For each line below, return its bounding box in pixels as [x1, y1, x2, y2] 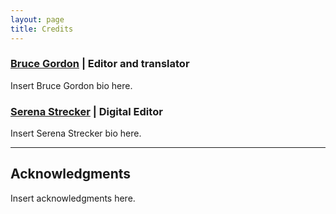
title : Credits [10, 24, 74, 34]
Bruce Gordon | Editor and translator [10, 57, 190, 71]
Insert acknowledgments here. [10, 192, 136, 204]
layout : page [10, 14, 65, 25]
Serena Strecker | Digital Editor [10, 104, 163, 118]
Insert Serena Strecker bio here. [10, 127, 142, 140]
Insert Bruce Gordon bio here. [10, 79, 133, 91]
